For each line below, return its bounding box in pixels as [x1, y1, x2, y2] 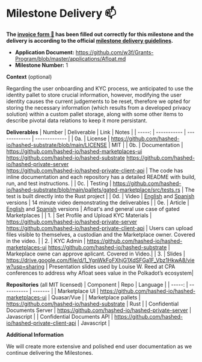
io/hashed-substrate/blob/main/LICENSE [6, 141, 107, 148]
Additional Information [6, 331, 64, 338]
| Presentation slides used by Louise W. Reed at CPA [46, 263, 176, 270]
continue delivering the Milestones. [6, 349, 93, 356]
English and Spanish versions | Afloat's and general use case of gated [6, 205, 180, 213]
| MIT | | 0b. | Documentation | [108, 141, 183, 148]
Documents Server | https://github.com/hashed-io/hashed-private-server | [6, 307, 191, 314]
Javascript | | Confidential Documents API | [6, 313, 113, 320]
